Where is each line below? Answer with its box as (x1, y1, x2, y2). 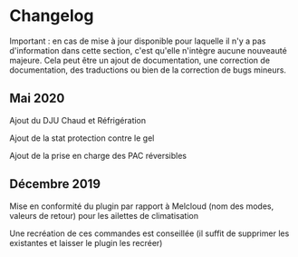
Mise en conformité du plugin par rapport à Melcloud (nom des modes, (9, 201, 274, 212)
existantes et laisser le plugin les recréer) (9, 237, 163, 248)
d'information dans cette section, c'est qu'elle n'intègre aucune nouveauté (9, 44, 287, 55)
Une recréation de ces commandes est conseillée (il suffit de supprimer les (9, 228, 290, 239)
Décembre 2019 (9, 176, 101, 192)
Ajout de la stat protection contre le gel (9, 133, 155, 143)
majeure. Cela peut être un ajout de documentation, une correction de (9, 54, 270, 65)
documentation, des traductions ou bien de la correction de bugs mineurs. (9, 64, 287, 75)
